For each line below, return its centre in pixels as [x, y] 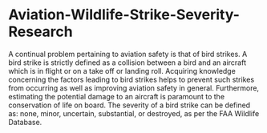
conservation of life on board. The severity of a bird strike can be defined [129, 105]
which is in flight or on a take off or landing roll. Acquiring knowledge [122, 71]
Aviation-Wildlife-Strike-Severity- [124, 15]
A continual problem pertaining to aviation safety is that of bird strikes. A [128, 54]
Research [41, 32]
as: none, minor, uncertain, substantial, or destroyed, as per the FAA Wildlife [134, 113]
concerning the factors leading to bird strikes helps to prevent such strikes [131, 79]
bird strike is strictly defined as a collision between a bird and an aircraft [127, 62]
